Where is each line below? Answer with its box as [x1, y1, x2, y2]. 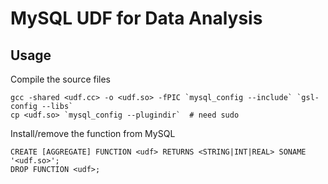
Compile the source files [10, 73, 112, 85]
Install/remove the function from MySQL [10, 128, 176, 139]
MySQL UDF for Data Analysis [10, 7, 263, 30]
